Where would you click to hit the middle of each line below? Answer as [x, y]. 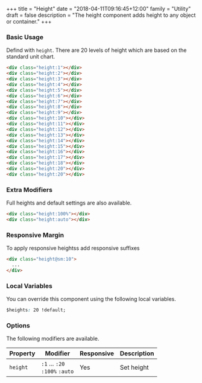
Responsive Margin [35, 235]
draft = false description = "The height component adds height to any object [101, 15]
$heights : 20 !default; [36, 310]
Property [22, 353]
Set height [134, 367]
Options [18, 325]
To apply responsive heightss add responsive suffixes [73, 248]
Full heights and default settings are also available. [69, 203]
